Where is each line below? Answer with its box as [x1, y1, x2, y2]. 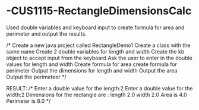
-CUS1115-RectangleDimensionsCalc [6, 4, 192, 18]
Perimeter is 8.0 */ [6, 97, 51, 105]
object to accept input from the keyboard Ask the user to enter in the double [6, 54, 193, 61]
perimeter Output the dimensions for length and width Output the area [6, 67, 178, 74]
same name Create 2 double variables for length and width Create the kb [6, 48, 185, 55]
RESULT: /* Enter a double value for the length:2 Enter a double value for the [6, 84, 193, 92]
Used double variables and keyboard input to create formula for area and [6, 24, 185, 31]
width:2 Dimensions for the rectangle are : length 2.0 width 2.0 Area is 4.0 [6, 91, 187, 98]
